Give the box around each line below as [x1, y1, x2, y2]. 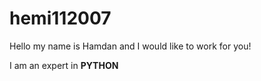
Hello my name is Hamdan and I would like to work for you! [9, 40, 252, 52]
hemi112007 [9, 7, 112, 30]
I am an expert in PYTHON [9, 59, 119, 71]
